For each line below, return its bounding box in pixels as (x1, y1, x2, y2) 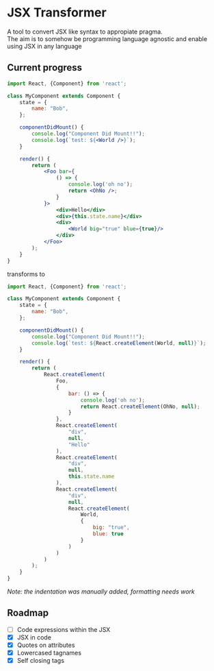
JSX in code (16, 633, 51, 642)
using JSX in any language (7, 42, 82, 50)
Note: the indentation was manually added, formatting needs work (7, 587, 195, 596)
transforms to (7, 269, 46, 278)
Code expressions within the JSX (16, 625, 111, 633)
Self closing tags (16, 657, 65, 665)
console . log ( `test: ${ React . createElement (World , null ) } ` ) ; (31, 339, 206, 347)
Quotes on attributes (16, 641, 75, 649)
